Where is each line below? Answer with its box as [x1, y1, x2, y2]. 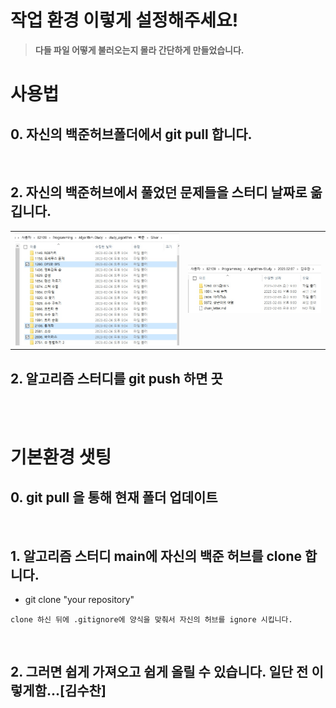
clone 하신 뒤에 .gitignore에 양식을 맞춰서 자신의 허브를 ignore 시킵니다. [10, 614, 293, 625]
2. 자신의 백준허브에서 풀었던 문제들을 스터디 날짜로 [10, 184, 308, 201]
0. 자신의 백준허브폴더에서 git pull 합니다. [10, 126, 253, 143]
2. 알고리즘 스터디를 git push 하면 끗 [10, 370, 223, 387]
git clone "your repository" [24, 593, 135, 605]
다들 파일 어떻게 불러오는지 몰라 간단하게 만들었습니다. [34, 44, 245, 56]
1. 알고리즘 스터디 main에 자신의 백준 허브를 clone [10, 547, 302, 565]
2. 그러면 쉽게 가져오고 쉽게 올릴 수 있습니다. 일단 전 [10, 664, 309, 681]
